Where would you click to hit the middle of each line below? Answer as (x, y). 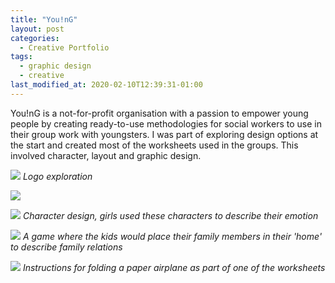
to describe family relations (66, 247)
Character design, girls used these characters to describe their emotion (170, 215)
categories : (35, 38)
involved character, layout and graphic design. (106, 155)
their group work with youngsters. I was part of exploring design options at (164, 134)
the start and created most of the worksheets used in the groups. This (154, 145)
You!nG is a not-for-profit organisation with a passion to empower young (159, 113)
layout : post (37, 29)
